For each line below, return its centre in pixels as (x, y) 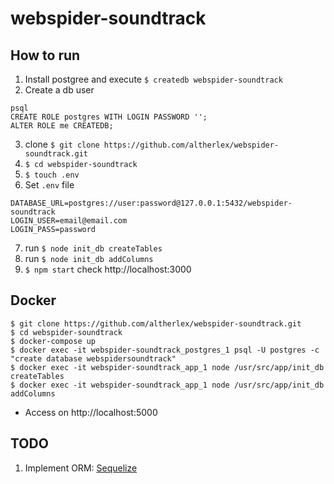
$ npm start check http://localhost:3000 (108, 269)
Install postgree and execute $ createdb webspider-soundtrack (153, 79)
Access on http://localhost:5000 (91, 412)
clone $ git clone (62, 144)
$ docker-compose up (53, 341)
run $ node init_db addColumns (89, 258)
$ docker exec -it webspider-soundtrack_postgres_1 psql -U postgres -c (165, 350)
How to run (45, 55)
